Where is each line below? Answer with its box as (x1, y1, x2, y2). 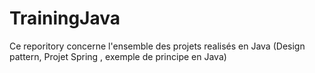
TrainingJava (9, 7, 121, 30)
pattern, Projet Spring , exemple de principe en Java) (9, 50, 227, 62)
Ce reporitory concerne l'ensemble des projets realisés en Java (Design (9, 40, 306, 52)
